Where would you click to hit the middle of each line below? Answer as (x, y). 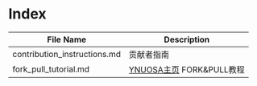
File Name (67, 39)
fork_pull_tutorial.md (51, 69)
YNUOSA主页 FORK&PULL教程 (187, 69)
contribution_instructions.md (67, 54)
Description (187, 39)
